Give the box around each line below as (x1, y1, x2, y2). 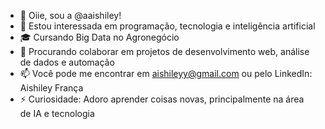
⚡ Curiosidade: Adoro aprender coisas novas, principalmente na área (19, 93, 305, 105)
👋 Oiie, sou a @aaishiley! (19, 10, 122, 21)
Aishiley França (19, 82, 84, 94)
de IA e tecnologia (19, 108, 95, 119)
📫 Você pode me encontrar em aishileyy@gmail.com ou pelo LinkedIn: (19, 68, 313, 79)
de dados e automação (19, 56, 115, 68)
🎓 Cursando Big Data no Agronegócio (19, 31, 180, 43)
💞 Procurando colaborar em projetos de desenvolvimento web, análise (19, 46, 310, 57)
